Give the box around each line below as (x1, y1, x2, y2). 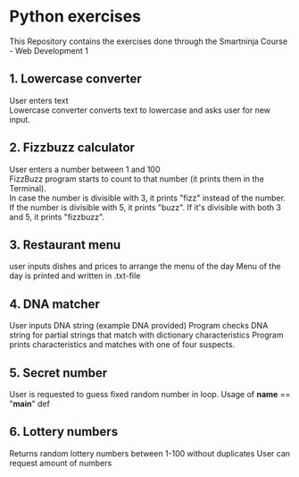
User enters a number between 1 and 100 (9, 164, 161, 175)
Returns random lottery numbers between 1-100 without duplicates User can (9, 447, 291, 458)
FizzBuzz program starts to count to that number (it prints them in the (9, 173, 265, 184)
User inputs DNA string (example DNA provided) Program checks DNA (9, 320, 269, 331)
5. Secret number (9, 365, 108, 380)
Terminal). (9, 183, 46, 193)
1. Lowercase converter (9, 72, 143, 87)
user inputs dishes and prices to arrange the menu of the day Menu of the (9, 261, 281, 272)
